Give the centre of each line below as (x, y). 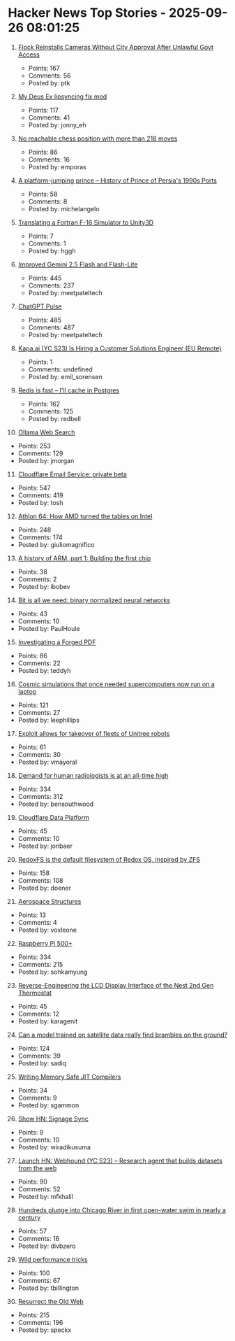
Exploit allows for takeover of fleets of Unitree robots (94, 733)
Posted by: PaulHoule (49, 628)
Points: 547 (34, 488)
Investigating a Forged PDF (57, 642)
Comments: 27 (39, 712)
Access (29, 55)
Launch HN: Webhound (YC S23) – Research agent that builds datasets (120, 1161)
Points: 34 (33, 1090)
